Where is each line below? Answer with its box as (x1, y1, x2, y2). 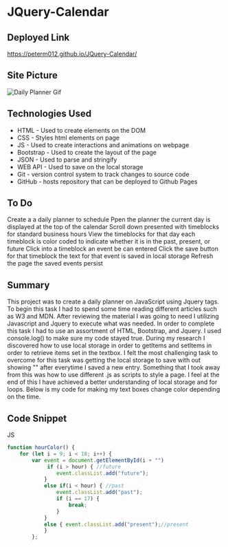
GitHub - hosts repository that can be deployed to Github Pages (16, 177, 198, 186)
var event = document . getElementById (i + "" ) (32, 457, 165, 464)
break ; (68, 502, 88, 508)
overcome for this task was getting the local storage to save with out (7, 356, 201, 365)
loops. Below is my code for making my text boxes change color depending (7, 385, 220, 394)
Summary (7, 279, 50, 291)
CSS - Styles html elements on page (16, 133, 120, 142)
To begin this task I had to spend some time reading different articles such (7, 305, 218, 313)
